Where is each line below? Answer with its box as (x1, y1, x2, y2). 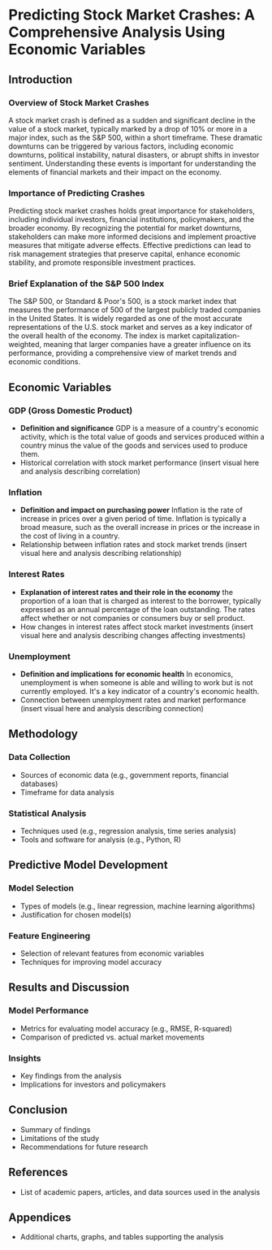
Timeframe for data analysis (19, 787, 115, 797)
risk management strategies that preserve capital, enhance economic (8, 250, 241, 259)
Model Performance (8, 1005, 89, 1017)
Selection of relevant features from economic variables (19, 948, 205, 958)
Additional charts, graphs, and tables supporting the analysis (19, 1232, 224, 1242)
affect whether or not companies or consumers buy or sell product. (19, 613, 245, 623)
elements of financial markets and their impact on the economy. (8, 167, 222, 176)
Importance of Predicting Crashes (8, 187, 145, 198)
